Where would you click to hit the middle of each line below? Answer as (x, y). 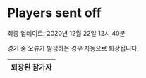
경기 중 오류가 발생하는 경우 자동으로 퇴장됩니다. (73, 48)
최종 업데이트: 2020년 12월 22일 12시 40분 (66, 33)
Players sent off (55, 13)
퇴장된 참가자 (31, 67)
